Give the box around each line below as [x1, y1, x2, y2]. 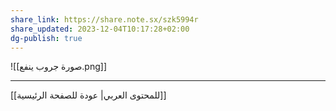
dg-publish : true [10, 33, 83, 43]
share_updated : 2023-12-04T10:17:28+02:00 [10, 24, 190, 34]
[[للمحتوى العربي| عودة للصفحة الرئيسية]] [10, 89, 167, 101]
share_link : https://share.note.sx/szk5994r [10, 14, 199, 25]
